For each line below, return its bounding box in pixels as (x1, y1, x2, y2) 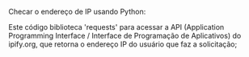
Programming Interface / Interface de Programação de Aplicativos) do (8, 31, 242, 40)
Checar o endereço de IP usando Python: (8, 7, 146, 16)
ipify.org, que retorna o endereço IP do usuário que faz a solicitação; (8, 39, 238, 49)
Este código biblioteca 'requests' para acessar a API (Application (8, 22, 225, 31)
